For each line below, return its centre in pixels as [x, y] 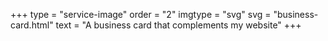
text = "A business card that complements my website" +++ [178, 25]
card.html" [32, 25]
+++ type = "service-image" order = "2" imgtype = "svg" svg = [141, 14]
